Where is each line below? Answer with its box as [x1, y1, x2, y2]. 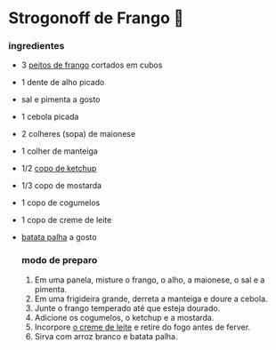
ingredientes [8, 40, 65, 52]
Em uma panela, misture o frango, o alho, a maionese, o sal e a [34, 274, 265, 285]
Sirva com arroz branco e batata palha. [34, 330, 178, 341]
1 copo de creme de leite [20, 215, 112, 226]
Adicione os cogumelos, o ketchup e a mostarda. [34, 312, 215, 322]
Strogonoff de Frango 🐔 [8, 8, 184, 28]
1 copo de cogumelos [20, 197, 101, 208]
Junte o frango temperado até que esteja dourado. [34, 302, 221, 314]
